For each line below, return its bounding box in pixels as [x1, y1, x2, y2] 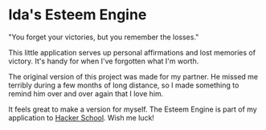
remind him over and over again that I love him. [8, 88, 164, 98]
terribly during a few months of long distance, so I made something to [8, 80, 239, 90]
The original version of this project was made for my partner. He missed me [8, 71, 259, 81]
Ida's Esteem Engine [8, 6, 147, 24]
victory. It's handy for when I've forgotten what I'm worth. [8, 56, 199, 66]
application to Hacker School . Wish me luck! [8, 112, 155, 122]
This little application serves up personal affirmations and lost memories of [8, 47, 256, 57]
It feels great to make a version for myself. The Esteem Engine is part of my [8, 104, 257, 114]
